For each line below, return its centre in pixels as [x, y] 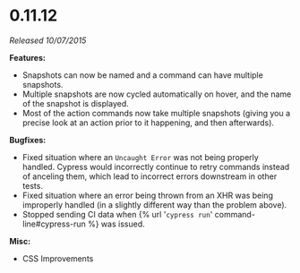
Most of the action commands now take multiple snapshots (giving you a [156, 113]
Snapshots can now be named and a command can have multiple [143, 75]
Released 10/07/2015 [48, 40]
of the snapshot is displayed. [75, 103]
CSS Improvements [58, 258]
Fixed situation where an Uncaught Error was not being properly [141, 157]
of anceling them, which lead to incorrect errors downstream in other [150, 176]
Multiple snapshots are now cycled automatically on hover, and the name [157, 94]
